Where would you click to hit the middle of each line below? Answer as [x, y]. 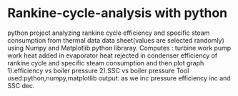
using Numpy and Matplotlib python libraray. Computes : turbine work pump [119, 48]
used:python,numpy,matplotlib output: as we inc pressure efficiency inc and [119, 78]
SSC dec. [21, 85]
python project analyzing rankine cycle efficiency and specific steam [109, 33]
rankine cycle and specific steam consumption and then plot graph [106, 63]
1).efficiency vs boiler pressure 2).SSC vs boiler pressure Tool [98, 70]
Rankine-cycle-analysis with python [118, 13]
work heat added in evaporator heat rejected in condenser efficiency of [113, 55]
